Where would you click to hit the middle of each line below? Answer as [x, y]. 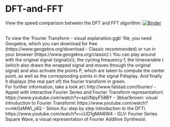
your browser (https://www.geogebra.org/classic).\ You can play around [80, 54]
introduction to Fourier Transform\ [40, 103]
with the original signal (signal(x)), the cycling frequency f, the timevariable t [84, 59]
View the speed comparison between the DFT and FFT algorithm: [73, 23]
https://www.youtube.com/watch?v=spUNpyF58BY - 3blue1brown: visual [81, 98]
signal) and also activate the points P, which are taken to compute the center [85, 70]
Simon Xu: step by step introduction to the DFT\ [96, 108]
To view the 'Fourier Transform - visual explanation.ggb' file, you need [78, 38]
